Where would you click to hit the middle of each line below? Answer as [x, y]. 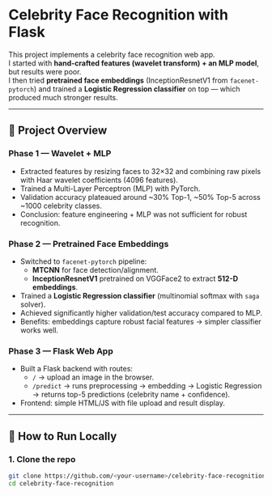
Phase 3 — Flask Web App [61, 351]
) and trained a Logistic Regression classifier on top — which [137, 89]
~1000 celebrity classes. [61, 206]
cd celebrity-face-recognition [61, 483]
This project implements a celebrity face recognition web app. [112, 54]
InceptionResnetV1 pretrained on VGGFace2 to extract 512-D [135, 278]
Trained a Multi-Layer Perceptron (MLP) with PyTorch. [110, 189]
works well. [39, 330]
